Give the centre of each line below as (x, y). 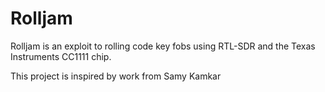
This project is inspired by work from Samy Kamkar (116, 76)
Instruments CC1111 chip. (61, 56)
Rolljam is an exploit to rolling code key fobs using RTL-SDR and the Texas (163, 46)
